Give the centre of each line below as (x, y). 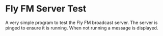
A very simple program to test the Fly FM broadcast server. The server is (81, 22)
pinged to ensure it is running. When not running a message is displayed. (82, 27)
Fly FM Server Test (46, 9)
